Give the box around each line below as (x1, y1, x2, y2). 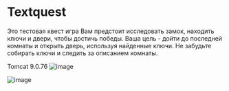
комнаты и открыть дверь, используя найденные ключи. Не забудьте (7, 41, 212, 50)
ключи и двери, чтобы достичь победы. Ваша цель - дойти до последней (7, 34, 222, 42)
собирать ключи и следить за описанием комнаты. (7, 49, 158, 57)
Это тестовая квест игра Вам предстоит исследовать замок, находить (7, 27, 215, 35)
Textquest (7, 4, 67, 20)
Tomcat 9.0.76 (7, 62, 48, 70)
